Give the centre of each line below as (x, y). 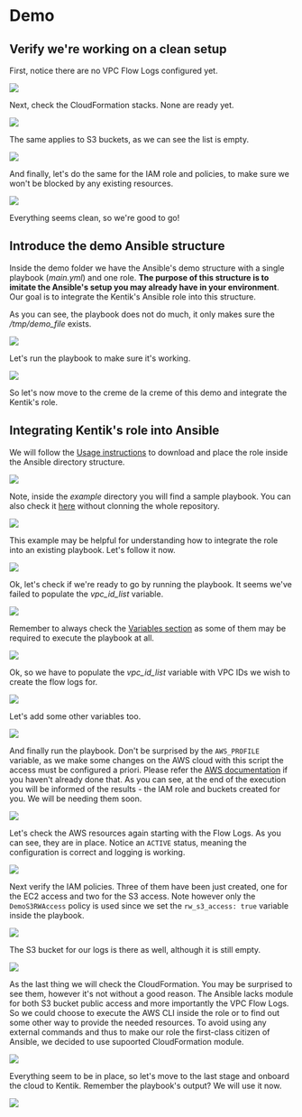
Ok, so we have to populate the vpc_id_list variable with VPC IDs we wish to (150, 672)
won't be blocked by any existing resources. (92, 183)
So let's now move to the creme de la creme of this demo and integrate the (148, 392)
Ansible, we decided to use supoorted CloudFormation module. (127, 1041)
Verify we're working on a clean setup (118, 49)
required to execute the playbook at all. (82, 638)
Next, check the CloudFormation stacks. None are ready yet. (122, 105)
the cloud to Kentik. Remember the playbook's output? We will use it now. (146, 1085)
